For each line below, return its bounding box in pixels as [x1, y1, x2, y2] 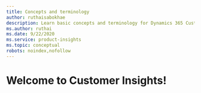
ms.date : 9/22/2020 [6, 31, 55, 37]
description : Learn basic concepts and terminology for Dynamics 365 [6, 20, 184, 26]
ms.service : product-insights [6, 37, 82, 43]
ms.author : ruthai [6, 25, 52, 32]
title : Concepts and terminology [6, 8, 90, 15]
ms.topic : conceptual [6, 43, 60, 49]
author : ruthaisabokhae [6, 14, 66, 20]
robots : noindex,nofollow [6, 48, 71, 54]
